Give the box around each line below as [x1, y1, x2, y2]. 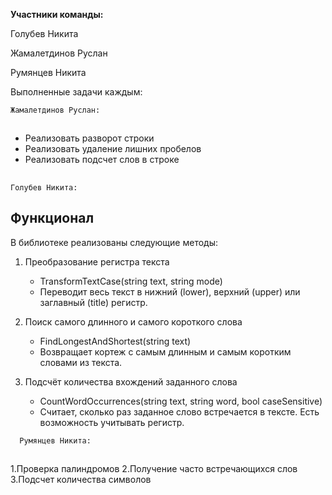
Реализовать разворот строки [24, 132, 155, 144]
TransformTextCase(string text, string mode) [39, 275, 223, 287]
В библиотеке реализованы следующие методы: [10, 236, 219, 248]
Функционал [10, 210, 95, 227]
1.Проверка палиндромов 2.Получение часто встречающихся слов [10, 462, 298, 474]
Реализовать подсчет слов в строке [24, 154, 180, 166]
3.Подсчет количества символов [10, 473, 152, 485]
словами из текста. [39, 356, 123, 368]
